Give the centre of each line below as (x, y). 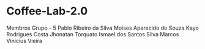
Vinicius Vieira (24, 41)
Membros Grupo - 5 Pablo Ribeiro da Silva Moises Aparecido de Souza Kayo (102, 28)
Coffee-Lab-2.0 (47, 11)
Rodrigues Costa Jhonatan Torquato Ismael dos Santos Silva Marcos (93, 34)
